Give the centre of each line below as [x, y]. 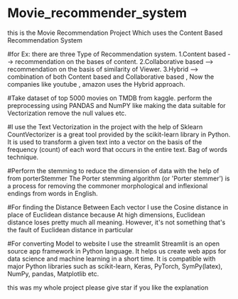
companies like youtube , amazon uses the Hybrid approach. [96, 84]
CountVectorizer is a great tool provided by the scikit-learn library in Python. [119, 134]
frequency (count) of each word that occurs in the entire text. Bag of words [117, 149]
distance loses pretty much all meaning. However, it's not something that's [117, 222]
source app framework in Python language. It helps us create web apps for [117, 251]
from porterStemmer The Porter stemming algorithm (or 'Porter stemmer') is [119, 178]
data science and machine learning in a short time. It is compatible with [112, 259]
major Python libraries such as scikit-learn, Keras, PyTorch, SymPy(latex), [115, 266]
